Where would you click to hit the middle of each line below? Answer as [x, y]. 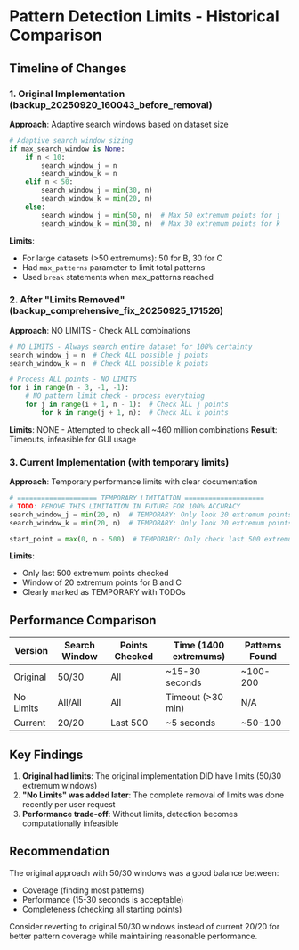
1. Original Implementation [67, 94]
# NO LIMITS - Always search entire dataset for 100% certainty [131, 347]
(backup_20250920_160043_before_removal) [111, 104]
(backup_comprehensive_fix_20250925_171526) [117, 311]
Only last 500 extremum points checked [95, 574]
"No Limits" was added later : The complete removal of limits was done [153, 795]
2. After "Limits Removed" [67, 300]
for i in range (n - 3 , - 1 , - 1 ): [69, 388]
